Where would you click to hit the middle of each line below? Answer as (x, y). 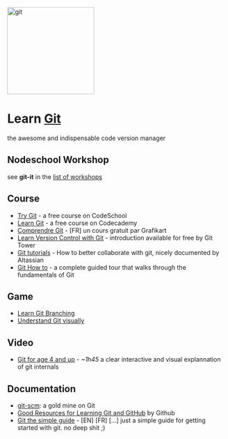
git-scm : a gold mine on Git (56, 406)
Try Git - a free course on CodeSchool (72, 215)
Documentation (42, 388)
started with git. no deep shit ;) (61, 428)
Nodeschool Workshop (58, 160)
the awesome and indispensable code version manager (87, 138)
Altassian (30, 260)
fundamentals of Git (46, 275)
